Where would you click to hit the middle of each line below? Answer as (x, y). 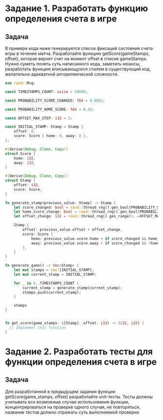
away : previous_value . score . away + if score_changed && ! (91, 243)
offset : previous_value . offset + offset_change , (73, 230)
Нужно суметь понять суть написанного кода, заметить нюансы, (73, 64)
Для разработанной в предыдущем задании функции (60, 391)
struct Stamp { (20, 181)
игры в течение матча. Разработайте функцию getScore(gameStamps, (77, 53)
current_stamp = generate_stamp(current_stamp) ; (73, 288)
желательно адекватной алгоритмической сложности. (62, 74)
